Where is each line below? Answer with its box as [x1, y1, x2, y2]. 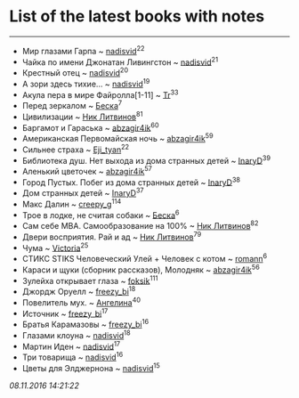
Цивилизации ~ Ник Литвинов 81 [21, 110, 143, 122]
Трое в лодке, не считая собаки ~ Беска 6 [21, 207, 180, 220]
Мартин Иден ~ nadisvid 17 [21, 339, 121, 352]
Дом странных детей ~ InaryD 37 [21, 186, 144, 199]
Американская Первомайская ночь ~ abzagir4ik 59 [21, 132, 214, 143]
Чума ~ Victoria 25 [21, 240, 89, 253]
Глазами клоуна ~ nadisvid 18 [21, 329, 131, 340]
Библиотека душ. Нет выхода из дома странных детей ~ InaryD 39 [21, 153, 271, 166]
